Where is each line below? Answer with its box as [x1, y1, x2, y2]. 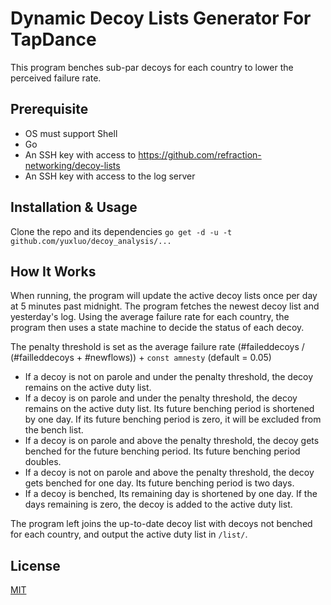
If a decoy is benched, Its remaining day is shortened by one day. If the [24, 488, 318, 500]
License [10, 557, 61, 574]
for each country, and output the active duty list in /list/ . [10, 528, 248, 541]
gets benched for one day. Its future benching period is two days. [24, 477, 295, 489]
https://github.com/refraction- [138, 148, 262, 161]
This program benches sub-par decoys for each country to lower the [10, 61, 294, 73]
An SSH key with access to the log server [24, 170, 196, 182]
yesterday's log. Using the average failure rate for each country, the [10, 311, 290, 323]
